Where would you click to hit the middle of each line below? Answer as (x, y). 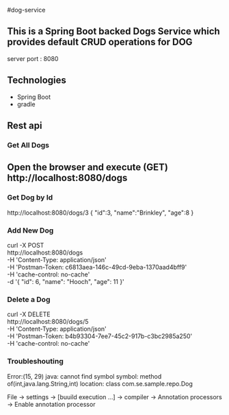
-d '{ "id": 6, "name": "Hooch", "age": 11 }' (66, 281)
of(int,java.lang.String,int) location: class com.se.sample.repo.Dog (100, 383)
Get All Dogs (28, 145)
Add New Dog (30, 230)
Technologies (37, 81)
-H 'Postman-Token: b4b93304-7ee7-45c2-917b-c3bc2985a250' (100, 336)
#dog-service (26, 10)
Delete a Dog (29, 299)
